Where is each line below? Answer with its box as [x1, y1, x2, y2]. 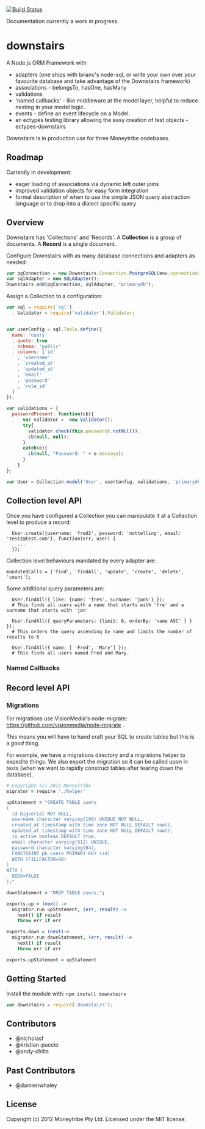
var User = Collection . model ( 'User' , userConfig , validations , [6, 479, 171, 485]
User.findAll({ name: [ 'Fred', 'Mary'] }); [12, 644, 127, 651]
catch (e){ [22, 445, 48, 451]
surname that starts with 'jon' [6, 607, 88, 613]
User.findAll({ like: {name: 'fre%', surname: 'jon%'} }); [12, 597, 165, 603]
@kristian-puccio [15, 1041, 59, 1048]
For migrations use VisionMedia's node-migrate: [6, 715, 128, 722]
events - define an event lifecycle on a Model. [15, 110, 131, 117]
